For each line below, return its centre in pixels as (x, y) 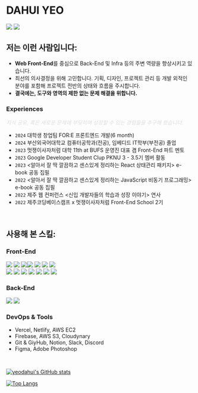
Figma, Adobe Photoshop (46, 349)
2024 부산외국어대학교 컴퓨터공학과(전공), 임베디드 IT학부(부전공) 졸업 (95, 143)
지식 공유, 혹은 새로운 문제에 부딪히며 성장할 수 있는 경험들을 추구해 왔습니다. (95, 123)
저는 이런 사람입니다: (42, 48)
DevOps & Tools (30, 317)
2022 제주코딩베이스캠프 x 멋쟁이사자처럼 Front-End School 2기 (89, 202)
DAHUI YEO (35, 10)
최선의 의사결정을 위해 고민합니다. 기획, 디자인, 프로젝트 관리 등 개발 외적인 (101, 78)
